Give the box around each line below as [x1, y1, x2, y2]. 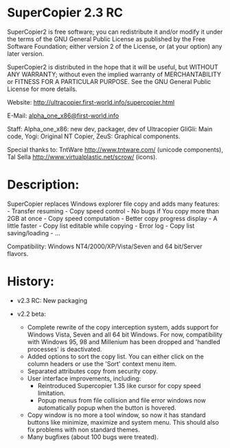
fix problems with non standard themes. [27, 425, 141, 434]
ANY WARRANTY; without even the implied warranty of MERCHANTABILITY [7, 70, 222, 78]
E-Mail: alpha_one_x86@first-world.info [7, 111, 119, 120]
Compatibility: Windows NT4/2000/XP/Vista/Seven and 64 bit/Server [7, 242, 203, 250]
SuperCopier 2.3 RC [7, 5, 124, 21]
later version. [7, 50, 45, 58]
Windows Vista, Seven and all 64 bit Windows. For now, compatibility [27, 330, 223, 339]
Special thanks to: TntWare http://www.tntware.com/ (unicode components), [7, 145, 223, 153]
